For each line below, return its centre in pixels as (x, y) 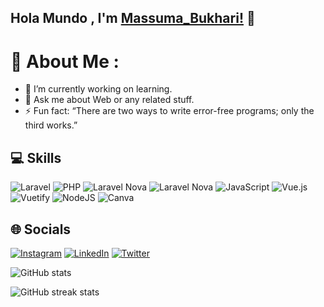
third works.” (51, 125)
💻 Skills (36, 157)
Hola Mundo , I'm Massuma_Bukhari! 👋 (133, 18)
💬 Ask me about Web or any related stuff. (109, 100)
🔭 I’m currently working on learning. (98, 89)
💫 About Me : (65, 61)
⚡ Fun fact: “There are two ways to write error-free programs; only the (169, 111)
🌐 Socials (41, 229)
